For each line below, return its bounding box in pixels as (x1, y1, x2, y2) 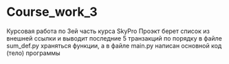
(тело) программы (6, 49, 61, 57)
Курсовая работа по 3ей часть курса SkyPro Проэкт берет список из (6, 27, 210, 35)
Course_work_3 (6, 4, 98, 20)
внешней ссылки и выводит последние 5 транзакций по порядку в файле (6, 34, 223, 42)
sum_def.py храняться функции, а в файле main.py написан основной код (6, 41, 222, 50)
